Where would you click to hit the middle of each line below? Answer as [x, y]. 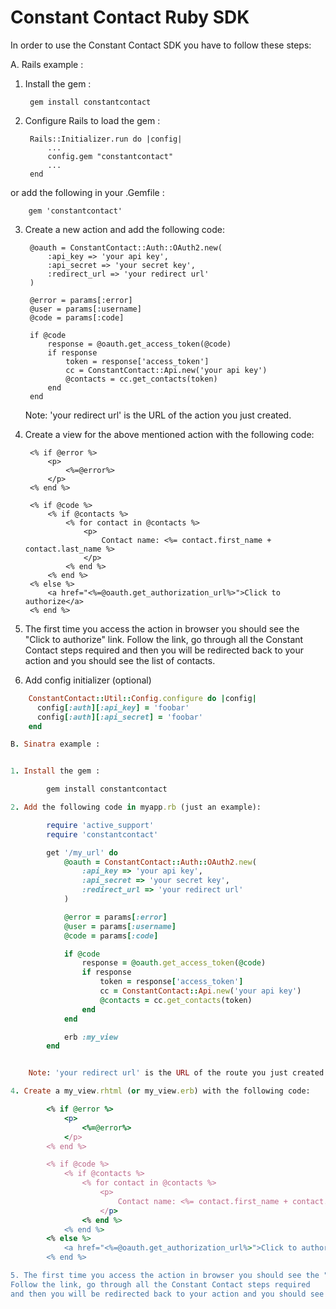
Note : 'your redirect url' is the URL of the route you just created [176, 1073]
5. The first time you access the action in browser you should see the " [169, 1276]
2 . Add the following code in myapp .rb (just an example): [136, 807]
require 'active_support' [100, 825]
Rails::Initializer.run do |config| [106, 139]
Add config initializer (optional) [88, 680]
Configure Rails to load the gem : [92, 120]
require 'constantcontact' [102, 834]
